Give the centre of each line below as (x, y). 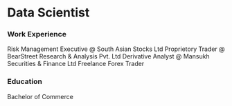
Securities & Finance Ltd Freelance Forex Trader (76, 64)
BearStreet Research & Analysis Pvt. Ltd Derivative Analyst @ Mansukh (108, 56)
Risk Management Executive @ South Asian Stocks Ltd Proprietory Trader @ (116, 49)
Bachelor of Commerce (41, 96)
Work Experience (37, 34)
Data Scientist (48, 13)
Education (25, 82)
